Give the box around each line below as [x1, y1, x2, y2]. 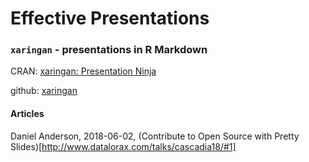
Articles [10, 108, 45, 120]
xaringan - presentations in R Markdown [10, 43, 208, 57]
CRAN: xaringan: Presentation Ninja [10, 65, 157, 77]
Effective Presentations [10, 7, 210, 30]
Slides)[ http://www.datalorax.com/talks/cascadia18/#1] [10, 140, 237, 152]
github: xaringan [10, 85, 78, 97]
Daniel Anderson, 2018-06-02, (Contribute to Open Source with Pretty [10, 130, 300, 142]
